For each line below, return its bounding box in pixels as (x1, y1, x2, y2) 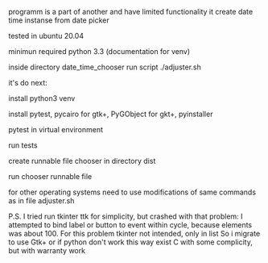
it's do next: (8, 78, 48, 87)
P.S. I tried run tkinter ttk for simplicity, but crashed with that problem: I (8, 211, 243, 221)
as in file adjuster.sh (8, 196, 75, 205)
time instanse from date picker (8, 15, 110, 25)
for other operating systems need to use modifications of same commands (8, 187, 256, 197)
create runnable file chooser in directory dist (8, 157, 156, 165)
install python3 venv (8, 94, 76, 103)
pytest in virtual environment (8, 125, 103, 134)
